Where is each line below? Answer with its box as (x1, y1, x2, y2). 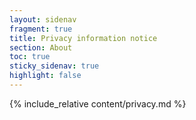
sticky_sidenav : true (9, 61, 100, 71)
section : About (9, 42, 73, 53)
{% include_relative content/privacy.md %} (9, 97, 187, 110)
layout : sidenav (9, 14, 77, 25)
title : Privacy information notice (9, 33, 158, 43)
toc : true (9, 52, 51, 62)
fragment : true (9, 24, 73, 34)
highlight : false (9, 71, 82, 81)
